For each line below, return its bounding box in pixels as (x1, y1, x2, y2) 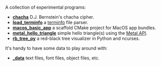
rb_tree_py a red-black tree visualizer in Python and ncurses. (12, 35, 140, 41)
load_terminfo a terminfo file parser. (12, 20, 89, 25)
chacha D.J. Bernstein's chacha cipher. (12, 14, 95, 20)
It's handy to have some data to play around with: (5, 45, 108, 51)
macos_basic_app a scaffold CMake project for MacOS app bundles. (12, 25, 156, 31)
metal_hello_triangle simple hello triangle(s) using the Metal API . (12, 30, 147, 36)
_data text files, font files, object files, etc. (12, 55, 100, 61)
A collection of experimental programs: (5, 5, 86, 10)
